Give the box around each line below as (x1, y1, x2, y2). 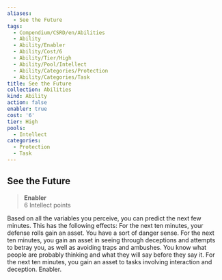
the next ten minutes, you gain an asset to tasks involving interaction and (7, 257, 212, 266)
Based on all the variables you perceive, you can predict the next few (7, 214, 202, 222)
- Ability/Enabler (13, 42, 66, 49)
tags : (7, 23, 23, 29)
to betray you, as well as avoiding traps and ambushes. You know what (7, 243, 207, 251)
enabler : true (7, 105, 48, 112)
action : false (7, 99, 48, 106)
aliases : (7, 10, 32, 17)
